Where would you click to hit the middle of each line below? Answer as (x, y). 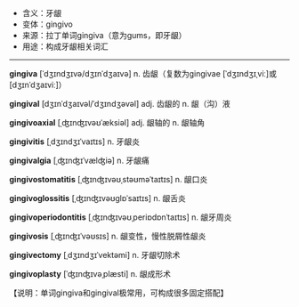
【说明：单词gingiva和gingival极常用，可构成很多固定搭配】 (119, 293)
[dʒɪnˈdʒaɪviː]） (38, 85)
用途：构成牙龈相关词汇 (65, 46)
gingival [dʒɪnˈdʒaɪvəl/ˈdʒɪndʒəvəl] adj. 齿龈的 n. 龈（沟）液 (120, 104)
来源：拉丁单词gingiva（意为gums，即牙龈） (104, 35)
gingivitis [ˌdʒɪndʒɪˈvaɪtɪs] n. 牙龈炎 (75, 141)
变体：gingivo (48, 24)
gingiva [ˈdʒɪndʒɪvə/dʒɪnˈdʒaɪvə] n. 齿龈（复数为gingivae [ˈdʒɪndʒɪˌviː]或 (143, 73)
